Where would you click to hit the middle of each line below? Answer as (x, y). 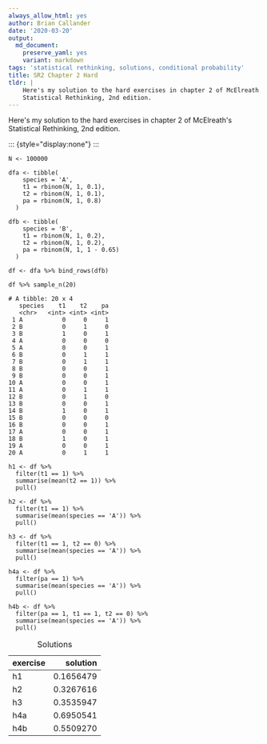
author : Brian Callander (50, 23)
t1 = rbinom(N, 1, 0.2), (64, 236)
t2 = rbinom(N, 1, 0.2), (64, 243)
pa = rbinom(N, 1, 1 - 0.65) (71, 250)
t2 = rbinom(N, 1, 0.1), (64, 194)
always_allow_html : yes (48, 16)
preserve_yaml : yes (55, 53)
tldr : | (21, 82)
